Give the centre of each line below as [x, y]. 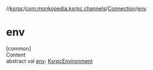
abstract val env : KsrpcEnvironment [49, 61]
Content [16, 55]
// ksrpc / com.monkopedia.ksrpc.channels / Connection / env [76, 9]
